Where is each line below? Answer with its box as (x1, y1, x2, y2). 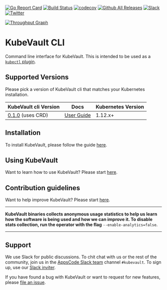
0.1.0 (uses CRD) (7, 112, 49, 119)
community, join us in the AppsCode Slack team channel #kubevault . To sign (5, 259, 162, 265)
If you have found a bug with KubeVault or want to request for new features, (5, 274, 161, 280)
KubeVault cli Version (7, 103, 60, 110)
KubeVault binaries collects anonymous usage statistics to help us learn (5, 211, 158, 217)
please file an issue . (5, 280, 46, 285)
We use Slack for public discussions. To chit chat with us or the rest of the (5, 254, 157, 260)
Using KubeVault (5, 156, 58, 164)
